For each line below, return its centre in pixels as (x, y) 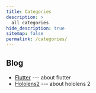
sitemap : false (25, 34)
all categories (30, 23)
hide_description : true (36, 28)
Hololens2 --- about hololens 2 (52, 84)
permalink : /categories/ (37, 39)
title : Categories (29, 12)
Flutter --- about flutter (43, 77)
